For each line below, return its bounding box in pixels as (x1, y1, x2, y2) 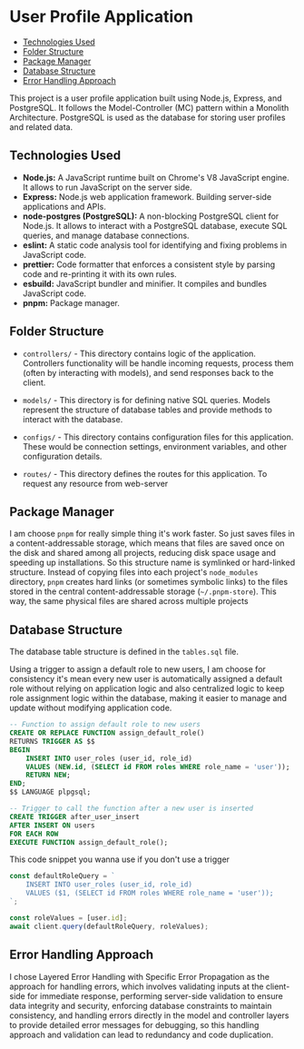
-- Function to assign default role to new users (9, 720, 201, 729)
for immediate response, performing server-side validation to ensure (26, 990, 283, 1001)
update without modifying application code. (9, 702, 172, 714)
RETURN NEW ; (25, 770, 71, 780)
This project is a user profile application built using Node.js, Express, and (9, 93, 283, 104)
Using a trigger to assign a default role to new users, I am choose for (9, 664, 266, 675)
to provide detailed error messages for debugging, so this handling (9, 1019, 260, 1030)
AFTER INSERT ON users (9, 820, 95, 830)
